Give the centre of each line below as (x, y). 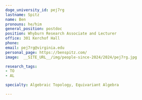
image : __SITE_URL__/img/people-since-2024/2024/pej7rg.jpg (71, 57)
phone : (12, 43)
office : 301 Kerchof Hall (32, 39)
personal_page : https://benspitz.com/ (46, 52)
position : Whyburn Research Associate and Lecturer (61, 34)
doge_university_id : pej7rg (35, 10)
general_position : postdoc (34, 29)
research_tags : (21, 66)
